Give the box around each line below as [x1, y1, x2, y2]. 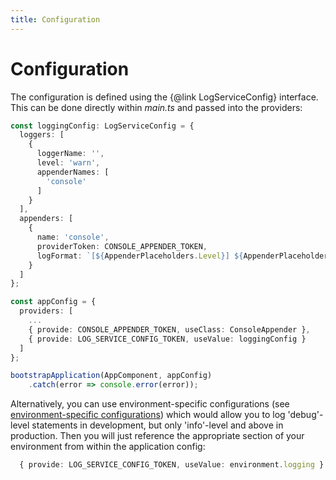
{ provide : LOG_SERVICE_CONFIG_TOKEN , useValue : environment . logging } [19, 460, 325, 470]
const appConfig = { [10, 297, 97, 307]
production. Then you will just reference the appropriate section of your [10, 430, 305, 442]
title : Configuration [10, 14, 101, 25]
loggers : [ [19, 130, 65, 140]
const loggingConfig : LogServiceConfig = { [10, 121, 195, 131]
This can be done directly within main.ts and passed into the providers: [10, 101, 303, 113]
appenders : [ [19, 214, 74, 224]
